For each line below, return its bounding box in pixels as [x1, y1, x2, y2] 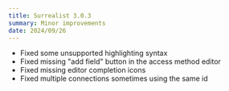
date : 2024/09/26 [8, 26, 67, 34]
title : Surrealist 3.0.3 [8, 11, 92, 20]
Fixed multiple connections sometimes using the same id [19, 73, 209, 84]
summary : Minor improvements [8, 19, 106, 27]
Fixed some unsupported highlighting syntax [19, 49, 168, 58]
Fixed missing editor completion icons [19, 65, 146, 75]
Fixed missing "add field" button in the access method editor [19, 57, 221, 66]
